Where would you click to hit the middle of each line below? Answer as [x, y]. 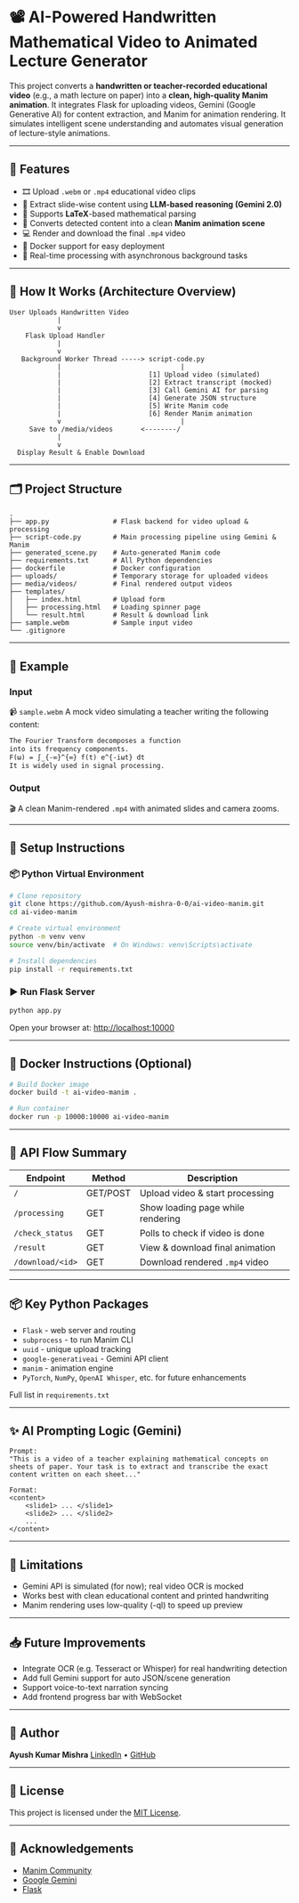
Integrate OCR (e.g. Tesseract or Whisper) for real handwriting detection [154, 1669]
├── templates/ [37, 592]
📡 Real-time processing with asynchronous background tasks [135, 255]
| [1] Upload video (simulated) [158, 375]
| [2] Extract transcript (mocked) [165, 382]
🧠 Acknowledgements [72, 1849]
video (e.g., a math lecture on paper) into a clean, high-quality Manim [139, 95]
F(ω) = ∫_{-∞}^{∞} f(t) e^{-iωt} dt [77, 757]
